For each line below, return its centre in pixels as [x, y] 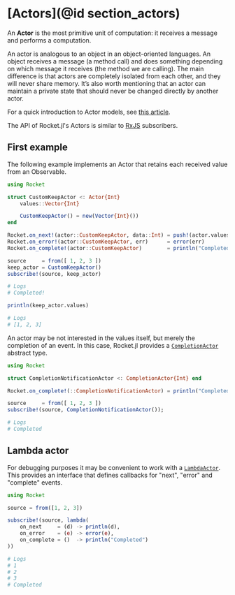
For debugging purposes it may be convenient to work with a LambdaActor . [114, 467]
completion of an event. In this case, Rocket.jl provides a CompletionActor [113, 345]
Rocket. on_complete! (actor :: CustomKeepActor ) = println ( [103, 248]
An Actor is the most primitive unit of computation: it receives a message [113, 33]
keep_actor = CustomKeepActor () [54, 267]
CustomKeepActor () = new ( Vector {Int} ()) [79, 216]
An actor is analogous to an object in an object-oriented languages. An [109, 54]
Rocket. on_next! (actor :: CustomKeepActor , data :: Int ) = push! [98, 235]
